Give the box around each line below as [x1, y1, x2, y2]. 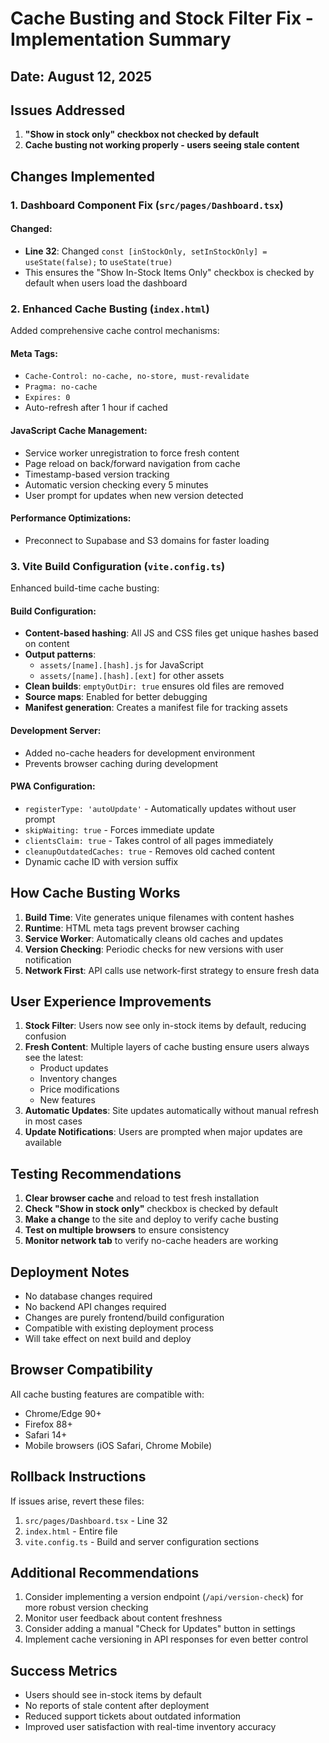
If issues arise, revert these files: [10, 1495, 145, 1507]
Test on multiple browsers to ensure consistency [24, 1224, 230, 1236]
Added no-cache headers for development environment [24, 747, 256, 759]
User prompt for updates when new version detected [24, 489, 244, 501]
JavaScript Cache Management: [10, 425, 148, 436]
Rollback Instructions [10, 1468, 147, 1486]
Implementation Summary [10, 28, 232, 51]
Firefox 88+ [24, 1418, 73, 1430]
